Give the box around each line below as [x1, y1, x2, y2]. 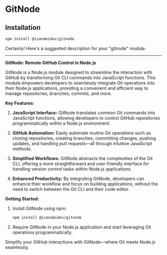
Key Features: [5, 100, 35, 106]
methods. [12, 146, 32, 152]
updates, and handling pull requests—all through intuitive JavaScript [12, 140, 153, 146]
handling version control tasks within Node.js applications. [12, 166, 132, 172]
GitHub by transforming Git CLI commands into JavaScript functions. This [5, 75, 156, 81]
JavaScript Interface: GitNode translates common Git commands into [12, 109, 156, 115]
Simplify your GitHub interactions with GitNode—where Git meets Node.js [5, 239, 156, 245]
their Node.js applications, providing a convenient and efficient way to [5, 85, 149, 91]
